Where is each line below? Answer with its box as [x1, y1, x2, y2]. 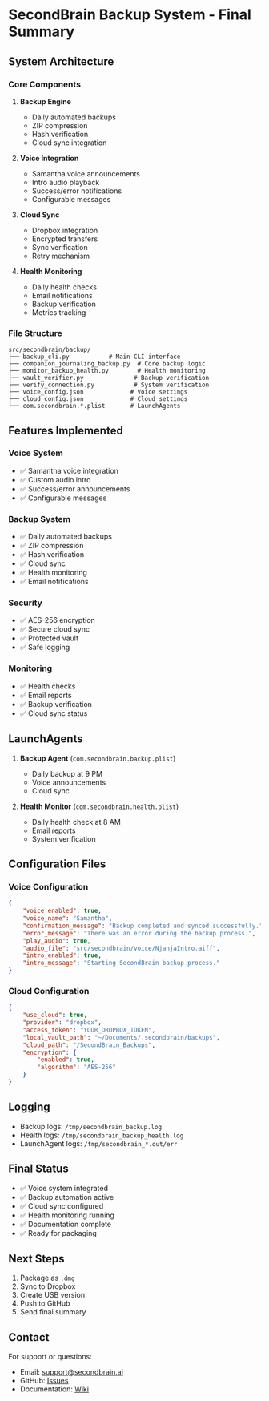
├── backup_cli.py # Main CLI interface [8, 353, 181, 361]
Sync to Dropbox [19, 1282, 76, 1291]
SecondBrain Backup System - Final [8, 6, 252, 24]
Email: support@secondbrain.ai [19, 1367, 124, 1377]
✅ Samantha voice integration [19, 466, 118, 475]
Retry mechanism [31, 251, 90, 260]
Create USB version [19, 1290, 86, 1300]
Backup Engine [19, 96, 72, 106]
